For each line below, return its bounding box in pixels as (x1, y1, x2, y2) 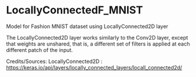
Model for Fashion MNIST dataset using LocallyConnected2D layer (6, 23, 168, 30)
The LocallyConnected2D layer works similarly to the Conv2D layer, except (6, 34, 188, 41)
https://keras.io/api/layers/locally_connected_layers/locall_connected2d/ (6, 64, 182, 71)
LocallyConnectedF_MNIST (6, 3, 143, 17)
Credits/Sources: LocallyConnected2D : (6, 58, 103, 65)
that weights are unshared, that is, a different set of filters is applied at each (6, 40, 190, 47)
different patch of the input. (6, 46, 73, 53)
